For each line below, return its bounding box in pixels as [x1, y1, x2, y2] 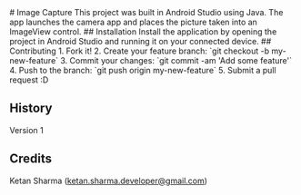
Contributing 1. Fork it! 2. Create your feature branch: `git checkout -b [9, 45, 270, 56]
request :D [9, 74, 49, 85]
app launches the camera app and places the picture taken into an [9, 16, 257, 27]
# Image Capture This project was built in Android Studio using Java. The [9, 7, 284, 17]
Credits [9, 151, 53, 167]
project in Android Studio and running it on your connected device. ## [9, 36, 272, 46]
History [9, 101, 53, 116]
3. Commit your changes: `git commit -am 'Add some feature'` [60, 55, 293, 65]
